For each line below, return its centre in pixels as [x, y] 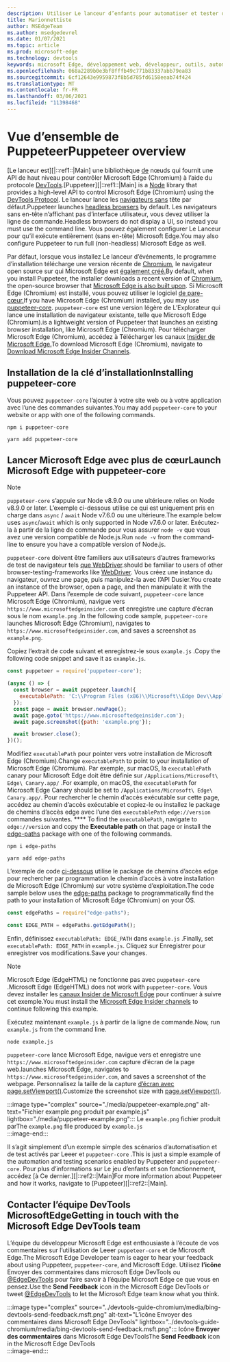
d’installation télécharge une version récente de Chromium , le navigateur [110, 263]
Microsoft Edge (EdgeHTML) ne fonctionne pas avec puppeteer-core [104, 979]
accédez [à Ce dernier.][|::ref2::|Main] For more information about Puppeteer [115, 1176]
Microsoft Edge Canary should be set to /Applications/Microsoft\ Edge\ [110, 790]
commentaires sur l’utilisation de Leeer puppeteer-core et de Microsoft [106, 1250]
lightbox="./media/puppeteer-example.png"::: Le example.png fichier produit [114, 1118]
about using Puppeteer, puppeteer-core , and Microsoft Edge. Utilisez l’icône [114, 1265]
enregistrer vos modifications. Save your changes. [77, 953]
